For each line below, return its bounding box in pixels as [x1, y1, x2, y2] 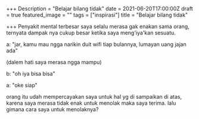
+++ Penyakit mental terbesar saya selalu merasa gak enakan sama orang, [6, 23, 189, 30]
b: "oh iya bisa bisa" [6, 70, 55, 77]
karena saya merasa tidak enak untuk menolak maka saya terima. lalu [6, 99, 176, 107]
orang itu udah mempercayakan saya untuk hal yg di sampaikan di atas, [6, 93, 182, 100]
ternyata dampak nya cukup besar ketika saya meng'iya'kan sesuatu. [6, 29, 176, 36]
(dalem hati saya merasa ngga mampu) [6, 59, 102, 65]
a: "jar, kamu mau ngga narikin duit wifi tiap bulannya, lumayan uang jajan [6, 41, 186, 48]
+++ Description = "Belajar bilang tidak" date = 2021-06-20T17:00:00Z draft [6, 5, 194, 12]
